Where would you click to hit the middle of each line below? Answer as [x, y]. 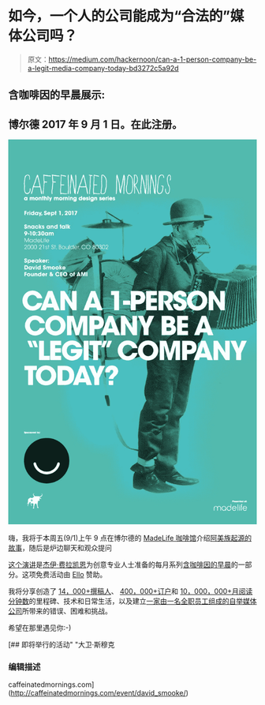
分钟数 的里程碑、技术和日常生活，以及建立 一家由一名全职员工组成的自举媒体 [132, 601]
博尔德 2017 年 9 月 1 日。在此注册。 [95, 124]
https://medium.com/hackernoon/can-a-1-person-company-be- [153, 59]
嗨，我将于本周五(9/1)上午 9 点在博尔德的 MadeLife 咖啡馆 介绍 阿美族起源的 [130, 538]
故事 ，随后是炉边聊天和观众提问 [60, 547]
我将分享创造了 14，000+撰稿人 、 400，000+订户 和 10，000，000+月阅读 [131, 591]
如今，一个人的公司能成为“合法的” [119, 16]
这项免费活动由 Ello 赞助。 [64, 574]
